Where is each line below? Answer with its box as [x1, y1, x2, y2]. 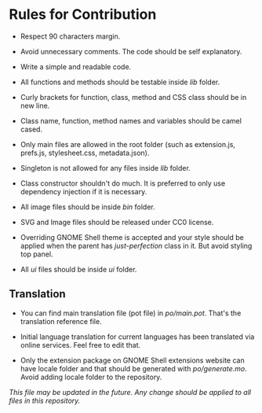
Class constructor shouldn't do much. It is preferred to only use [20, 179, 226, 188]
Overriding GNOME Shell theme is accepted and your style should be [20, 232, 244, 242]
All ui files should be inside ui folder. [20, 264, 137, 274]
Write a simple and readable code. [20, 61, 132, 72]
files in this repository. [9, 396, 81, 405]
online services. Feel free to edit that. [20, 340, 141, 349]
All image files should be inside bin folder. [20, 202, 155, 212]
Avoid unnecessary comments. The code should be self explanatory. [20, 46, 242, 56]
